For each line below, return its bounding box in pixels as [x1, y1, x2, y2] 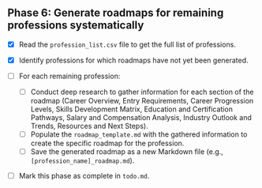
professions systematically [7, 19, 144, 32]
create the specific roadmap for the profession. [30, 138, 185, 149]
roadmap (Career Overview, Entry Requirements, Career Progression [30, 96, 254, 106]
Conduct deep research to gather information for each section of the [30, 87, 254, 96]
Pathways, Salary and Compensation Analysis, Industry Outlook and [30, 113, 252, 122]
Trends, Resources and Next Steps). [30, 122, 148, 131]
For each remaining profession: [18, 71, 121, 81]
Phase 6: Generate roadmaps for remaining [7, 6, 224, 20]
